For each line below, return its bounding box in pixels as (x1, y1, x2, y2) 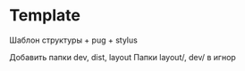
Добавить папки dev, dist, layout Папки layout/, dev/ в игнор (9, 51, 237, 62)
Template (9, 5, 80, 26)
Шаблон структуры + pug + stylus (9, 35, 139, 45)
